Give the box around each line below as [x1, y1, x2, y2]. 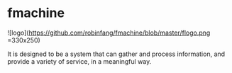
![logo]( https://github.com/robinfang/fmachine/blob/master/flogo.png [7, 28, 211, 37]
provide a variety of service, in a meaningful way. [7, 57, 152, 65]
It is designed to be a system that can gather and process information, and [7, 50, 226, 58]
